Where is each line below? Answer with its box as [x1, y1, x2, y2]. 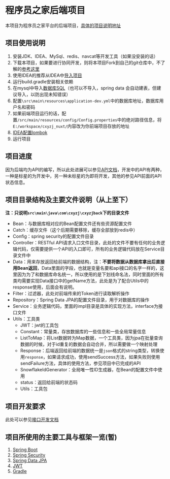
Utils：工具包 [20, 386, 48, 392]
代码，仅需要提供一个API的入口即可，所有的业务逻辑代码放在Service [17, 246, 161, 252]
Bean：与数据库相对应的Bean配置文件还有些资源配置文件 [12, 220, 132, 227]
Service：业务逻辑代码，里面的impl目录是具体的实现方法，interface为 [12, 303, 159, 309]
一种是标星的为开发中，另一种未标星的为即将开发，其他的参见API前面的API [5, 173, 162, 179]
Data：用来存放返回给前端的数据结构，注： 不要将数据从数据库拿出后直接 [12, 259, 165, 265]
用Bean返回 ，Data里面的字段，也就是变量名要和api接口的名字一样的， [12, 265, 160, 271]
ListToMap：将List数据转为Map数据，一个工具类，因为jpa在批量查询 [20, 335, 163, 341]
